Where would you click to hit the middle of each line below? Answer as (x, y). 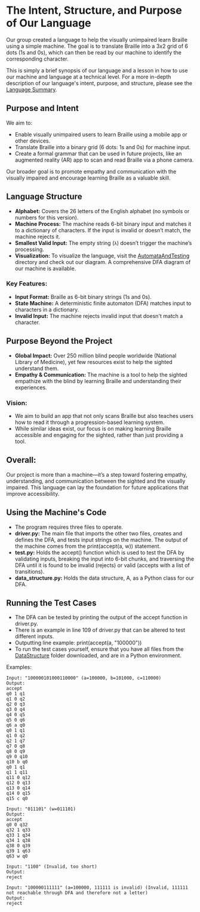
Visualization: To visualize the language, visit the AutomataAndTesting (102, 256)
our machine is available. (45, 268)
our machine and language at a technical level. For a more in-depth (89, 77)
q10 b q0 (17, 762)
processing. (30, 249)
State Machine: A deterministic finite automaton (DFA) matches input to (103, 303)
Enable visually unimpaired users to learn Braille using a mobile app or (101, 134)
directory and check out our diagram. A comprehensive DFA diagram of (103, 262)
